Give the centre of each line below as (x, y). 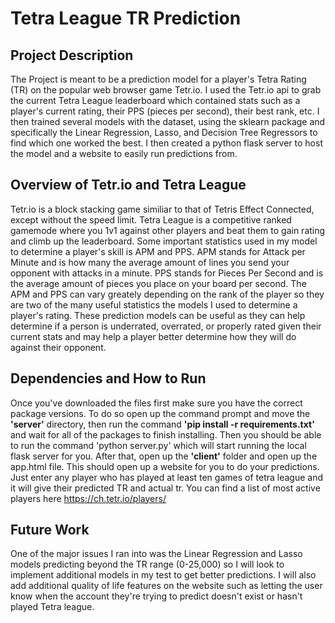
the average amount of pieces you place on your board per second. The (158, 283)
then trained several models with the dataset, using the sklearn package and (168, 121)
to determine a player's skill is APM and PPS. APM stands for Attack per (158, 251)
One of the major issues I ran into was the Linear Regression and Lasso (156, 554)
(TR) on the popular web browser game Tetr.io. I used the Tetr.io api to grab (166, 90)
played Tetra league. (52, 607)
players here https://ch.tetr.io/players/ (88, 498)
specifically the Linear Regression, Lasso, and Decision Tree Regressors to (164, 132)
